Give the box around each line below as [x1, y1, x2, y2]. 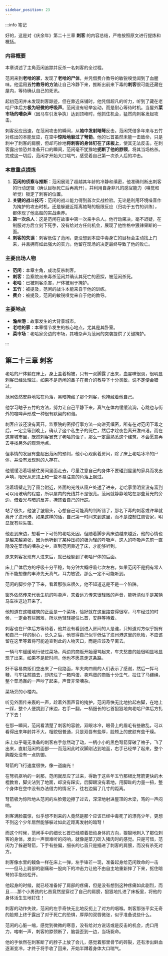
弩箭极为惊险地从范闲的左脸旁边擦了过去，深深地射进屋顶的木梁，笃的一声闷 [5, 796, 163, 802]
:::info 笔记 [5, 21, 27, 27]
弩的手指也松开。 [5, 872, 40, 878]
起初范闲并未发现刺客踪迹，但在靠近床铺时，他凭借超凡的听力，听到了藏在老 [5, 98, 163, 104]
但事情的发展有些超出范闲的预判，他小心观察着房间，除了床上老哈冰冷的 [5, 450, 154, 456]
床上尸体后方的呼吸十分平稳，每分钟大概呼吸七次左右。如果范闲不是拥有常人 [5, 564, 163, 570]
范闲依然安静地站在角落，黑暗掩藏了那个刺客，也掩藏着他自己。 [5, 393, 136, 400]
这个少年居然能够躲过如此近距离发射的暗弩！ [13, 819, 106, 825]
